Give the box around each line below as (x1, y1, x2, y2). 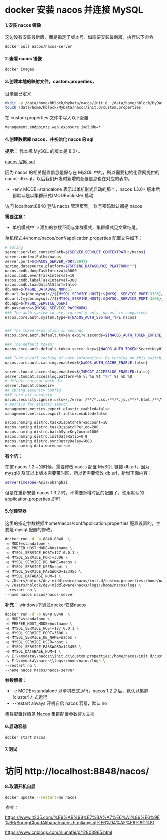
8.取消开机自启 (5, 783, 36, 789)
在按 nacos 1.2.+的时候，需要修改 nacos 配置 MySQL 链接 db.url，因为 (5, 463, 150, 470)
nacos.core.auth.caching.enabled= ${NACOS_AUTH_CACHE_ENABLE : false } (5, 360, 148, 365)
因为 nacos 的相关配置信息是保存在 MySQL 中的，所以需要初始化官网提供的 (5, 169, 160, 175)
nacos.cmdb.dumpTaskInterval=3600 (5, 268, 77, 273)
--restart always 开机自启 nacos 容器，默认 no (12, 700, 107, 706)
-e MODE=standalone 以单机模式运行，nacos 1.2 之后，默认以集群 (12, 688, 149, 694)
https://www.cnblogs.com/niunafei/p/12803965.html (5, 829, 113, 835)
